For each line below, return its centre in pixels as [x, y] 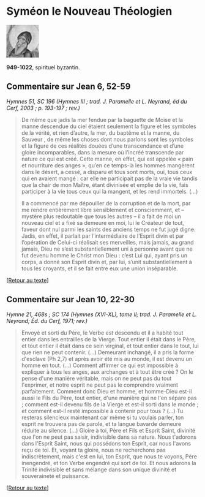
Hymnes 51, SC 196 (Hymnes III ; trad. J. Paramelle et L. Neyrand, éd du [97, 101]
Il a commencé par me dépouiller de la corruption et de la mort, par [106, 203]
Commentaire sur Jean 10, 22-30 [70, 299]
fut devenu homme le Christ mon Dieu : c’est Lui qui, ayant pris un [104, 255]
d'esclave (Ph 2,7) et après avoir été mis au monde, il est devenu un [107, 359]
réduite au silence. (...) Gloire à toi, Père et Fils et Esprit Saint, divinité [108, 430]
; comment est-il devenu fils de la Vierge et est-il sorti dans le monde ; [110, 404]
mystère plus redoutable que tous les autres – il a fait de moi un [101, 216]
